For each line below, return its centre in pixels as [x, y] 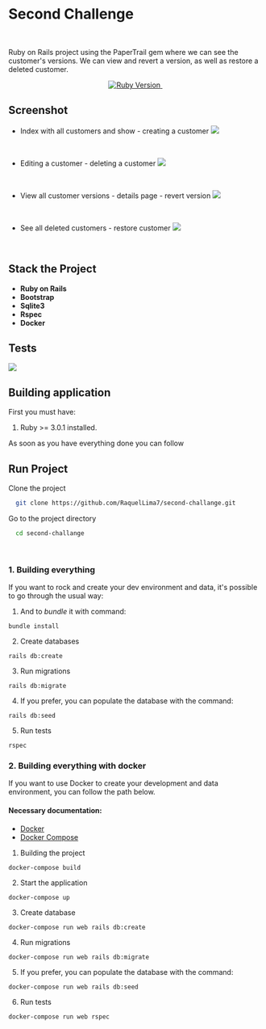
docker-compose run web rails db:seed [73, 987]
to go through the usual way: [56, 596]
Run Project [38, 468]
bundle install [34, 626]
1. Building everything [52, 569]
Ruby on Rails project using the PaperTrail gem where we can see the [124, 52]
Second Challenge [71, 14]
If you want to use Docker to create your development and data [114, 783]
